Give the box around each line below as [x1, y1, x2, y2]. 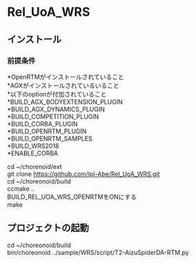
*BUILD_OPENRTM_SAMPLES [7, 134, 92, 142]
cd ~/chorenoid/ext [7, 162, 62, 171]
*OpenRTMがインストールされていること [7, 72, 124, 81]
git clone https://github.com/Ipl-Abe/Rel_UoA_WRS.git [7, 170, 160, 178]
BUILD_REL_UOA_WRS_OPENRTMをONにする [7, 193, 137, 201]
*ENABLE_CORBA [7, 149, 59, 157]
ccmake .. [7, 184, 35, 193]
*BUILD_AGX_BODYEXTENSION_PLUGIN [7, 97, 123, 106]
